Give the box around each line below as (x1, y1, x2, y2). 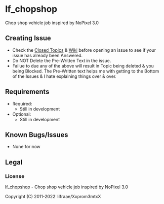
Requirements (5, 88, 49, 96)
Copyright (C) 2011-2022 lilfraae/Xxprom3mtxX (5, 194, 101, 200)
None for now (12, 144, 41, 150)
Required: (12, 101, 32, 106)
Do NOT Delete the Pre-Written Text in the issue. (12, 58, 111, 64)
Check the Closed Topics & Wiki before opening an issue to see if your (12, 47, 156, 53)
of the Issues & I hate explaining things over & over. (12, 73, 117, 79)
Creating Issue (5, 34, 51, 42)
